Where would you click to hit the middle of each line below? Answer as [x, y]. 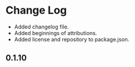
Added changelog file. [42, 27]
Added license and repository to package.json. [72, 39]
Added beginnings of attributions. [56, 33]
